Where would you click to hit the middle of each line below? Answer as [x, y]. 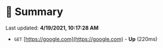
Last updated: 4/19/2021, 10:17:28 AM [52, 28]
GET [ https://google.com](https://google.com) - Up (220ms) [86, 39]
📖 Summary [34, 12]
